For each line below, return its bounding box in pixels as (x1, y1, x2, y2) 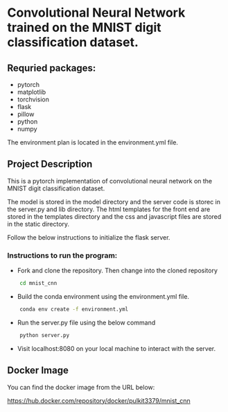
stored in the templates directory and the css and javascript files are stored (7, 212, 222, 220)
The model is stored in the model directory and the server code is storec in (7, 197, 220, 206)
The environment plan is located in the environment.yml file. (7, 138, 179, 147)
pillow (17, 110, 35, 118)
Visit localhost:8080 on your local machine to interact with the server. (17, 344, 216, 352)
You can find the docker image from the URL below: (7, 383, 155, 391)
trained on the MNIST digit (7, 19, 161, 35)
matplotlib (17, 88, 46, 96)
